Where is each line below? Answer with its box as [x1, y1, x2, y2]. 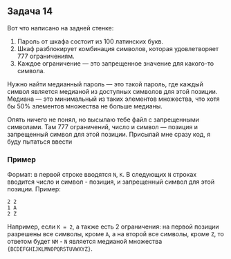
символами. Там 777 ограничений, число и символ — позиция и [7, 122, 198, 131]
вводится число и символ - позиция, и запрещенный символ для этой [7, 178, 215, 186]
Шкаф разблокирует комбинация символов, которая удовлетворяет [17, 44, 219, 52]
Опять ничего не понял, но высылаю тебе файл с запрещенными [7, 115, 199, 124]
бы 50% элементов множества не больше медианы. [7, 102, 163, 110]
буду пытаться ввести [7, 137, 73, 146]
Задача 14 [7, 6, 53, 17]
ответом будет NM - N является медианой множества [7, 238, 163, 246]
